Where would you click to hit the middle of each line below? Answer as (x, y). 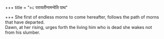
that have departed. (25, 22)
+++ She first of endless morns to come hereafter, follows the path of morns (82, 17)
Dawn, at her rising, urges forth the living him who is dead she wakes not (79, 27)
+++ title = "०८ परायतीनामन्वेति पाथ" (36, 7)
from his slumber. (23, 32)
